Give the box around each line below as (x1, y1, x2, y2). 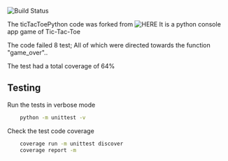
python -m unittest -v (20, 114, 86, 121)
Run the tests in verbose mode (7, 100, 96, 109)
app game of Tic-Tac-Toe (7, 28, 80, 36)
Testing (7, 82, 41, 94)
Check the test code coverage (7, 126, 94, 135)
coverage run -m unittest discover (20, 140, 124, 147)
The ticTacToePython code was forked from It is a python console (7, 20, 222, 28)
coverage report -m (20, 146, 77, 153)
